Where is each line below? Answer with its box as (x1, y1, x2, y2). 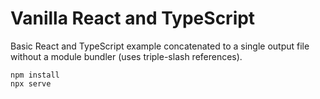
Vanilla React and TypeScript (10, 7, 256, 30)
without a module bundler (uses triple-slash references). (10, 50, 243, 62)
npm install (10, 70, 60, 80)
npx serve (10, 78, 52, 89)
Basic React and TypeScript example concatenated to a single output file (10, 40, 310, 52)
